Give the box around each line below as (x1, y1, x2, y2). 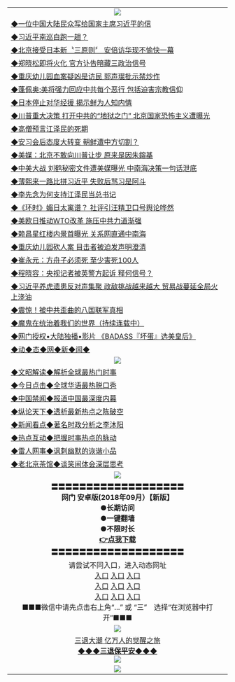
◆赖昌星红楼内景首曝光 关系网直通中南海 (10, 229, 147, 239)
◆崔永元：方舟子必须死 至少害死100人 (10, 256, 139, 265)
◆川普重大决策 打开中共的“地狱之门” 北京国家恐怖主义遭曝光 (10, 111, 211, 120)
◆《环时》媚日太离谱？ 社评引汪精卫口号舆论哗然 (10, 203, 175, 212)
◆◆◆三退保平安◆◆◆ (78, 646, 157, 655)
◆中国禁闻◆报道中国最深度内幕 (10, 394, 117, 403)
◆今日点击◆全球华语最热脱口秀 (10, 381, 117, 390)
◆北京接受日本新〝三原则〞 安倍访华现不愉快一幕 (10, 46, 175, 55)
